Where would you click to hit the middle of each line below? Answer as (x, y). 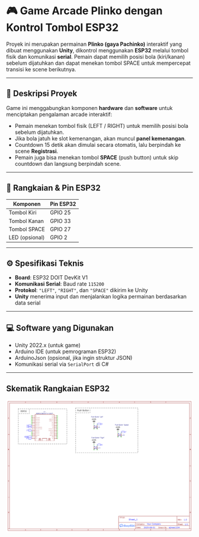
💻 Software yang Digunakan (60, 328)
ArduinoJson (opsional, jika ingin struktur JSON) (73, 358)
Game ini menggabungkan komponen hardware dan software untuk (89, 108)
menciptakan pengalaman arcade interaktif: (59, 114)
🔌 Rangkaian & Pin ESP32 (53, 188)
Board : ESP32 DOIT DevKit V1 (51, 278)
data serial (28, 303)
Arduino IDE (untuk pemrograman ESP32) (65, 351)
